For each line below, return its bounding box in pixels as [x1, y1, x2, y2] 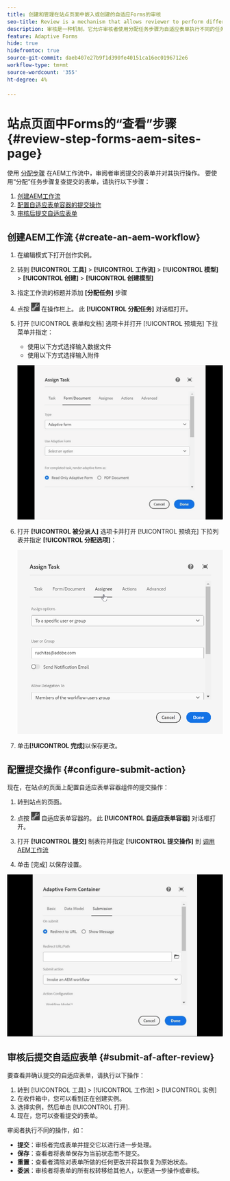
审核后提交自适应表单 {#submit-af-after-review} [7, 1051, 215, 1063]
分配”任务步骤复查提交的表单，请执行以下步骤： [16, 178, 151, 186]
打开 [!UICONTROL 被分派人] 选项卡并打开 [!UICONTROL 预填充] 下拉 [16, 527, 213, 536]
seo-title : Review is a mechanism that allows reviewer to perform [7, 18, 204, 25]
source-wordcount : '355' [7, 69, 78, 75]
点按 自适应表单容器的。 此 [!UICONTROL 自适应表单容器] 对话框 [16, 814, 210, 822]
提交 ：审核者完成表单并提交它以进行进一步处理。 [16, 1141, 155, 1149]
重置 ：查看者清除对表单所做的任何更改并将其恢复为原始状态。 [16, 1158, 192, 1166]
